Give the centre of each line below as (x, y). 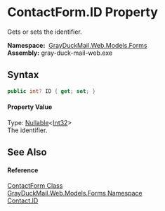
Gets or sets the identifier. (45, 32)
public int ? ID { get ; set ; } (52, 91)
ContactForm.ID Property (82, 12)
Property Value (30, 107)
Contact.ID (23, 200)
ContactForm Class (35, 186)
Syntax (23, 75)
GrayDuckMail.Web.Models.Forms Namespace (75, 193)
